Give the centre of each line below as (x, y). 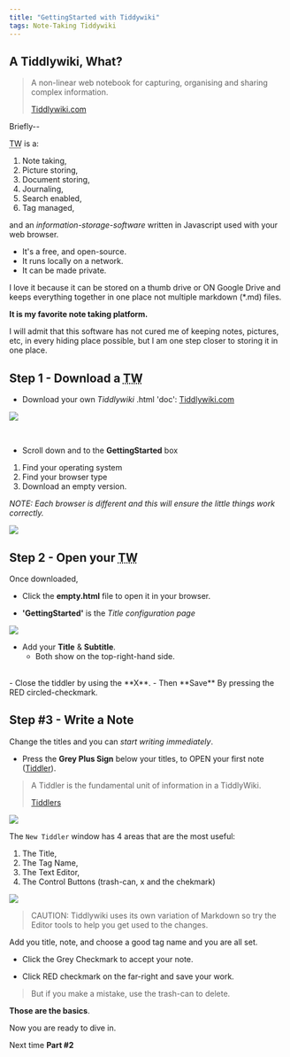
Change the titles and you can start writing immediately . (111, 742)
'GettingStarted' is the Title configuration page (109, 613)
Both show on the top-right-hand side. (105, 656)
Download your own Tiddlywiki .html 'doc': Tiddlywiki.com (128, 400)
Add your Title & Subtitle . (69, 647)
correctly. (27, 513)
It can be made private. (64, 270)
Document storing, (56, 180)
